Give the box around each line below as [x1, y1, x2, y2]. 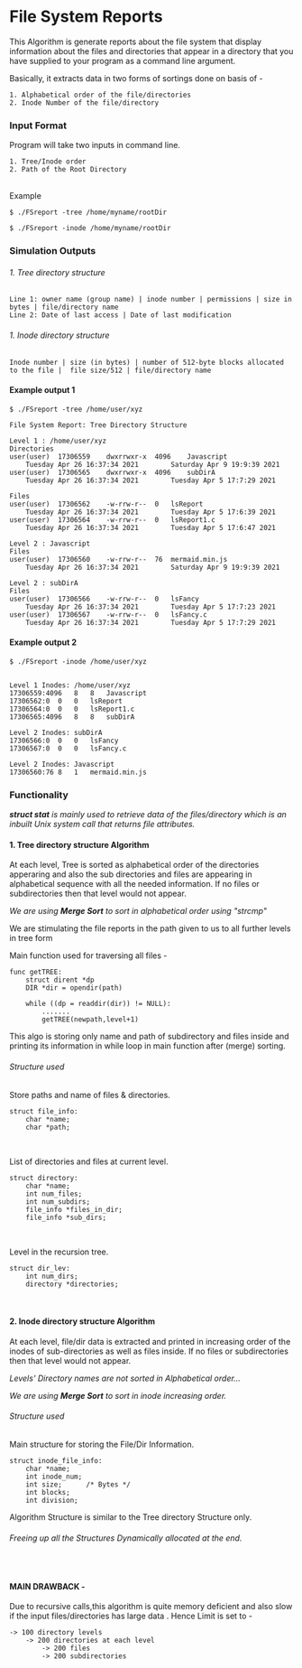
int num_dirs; [25, 1272, 78, 1281]
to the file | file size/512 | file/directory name [9, 366, 212, 375]
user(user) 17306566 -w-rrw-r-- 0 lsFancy [9, 594, 200, 603]
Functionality [9, 788, 69, 801]
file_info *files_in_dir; [25, 1205, 124, 1214]
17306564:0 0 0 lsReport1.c [9, 704, 135, 713]
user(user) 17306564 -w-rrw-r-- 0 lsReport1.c [9, 515, 216, 525]
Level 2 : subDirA [9, 578, 78, 588]
